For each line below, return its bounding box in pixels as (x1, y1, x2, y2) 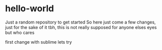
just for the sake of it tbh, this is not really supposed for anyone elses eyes (5, 24, 157, 30)
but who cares (5, 29, 35, 35)
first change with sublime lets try (5, 39, 72, 45)
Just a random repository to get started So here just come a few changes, (5, 19, 156, 25)
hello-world (5, 3, 54, 14)
